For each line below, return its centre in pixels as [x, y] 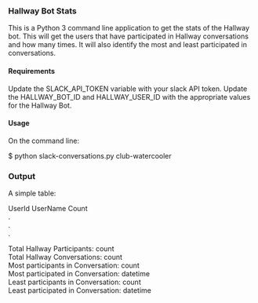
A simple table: [32, 193]
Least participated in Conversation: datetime [80, 290]
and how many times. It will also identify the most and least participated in [127, 45]
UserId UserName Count [48, 208]
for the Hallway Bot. [40, 105]
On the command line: [44, 141]
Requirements [32, 71]
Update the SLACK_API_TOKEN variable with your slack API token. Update [128, 89]
